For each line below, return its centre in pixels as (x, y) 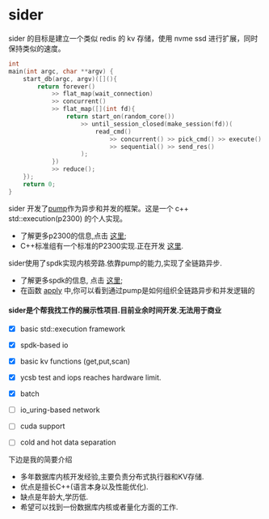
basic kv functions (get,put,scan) (75, 361)
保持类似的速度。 (37, 48)
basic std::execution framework (72, 329)
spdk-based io (44, 345)
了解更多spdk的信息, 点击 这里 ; (71, 280)
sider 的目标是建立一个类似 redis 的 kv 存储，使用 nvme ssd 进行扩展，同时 (133, 38)
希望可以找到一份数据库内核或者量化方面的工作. (99, 507)
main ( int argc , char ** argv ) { (61, 71)
